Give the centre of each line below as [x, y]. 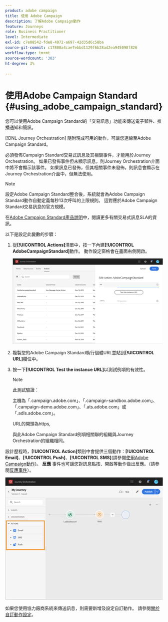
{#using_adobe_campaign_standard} [84, 107]
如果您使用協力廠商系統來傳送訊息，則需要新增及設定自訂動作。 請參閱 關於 [82, 608]
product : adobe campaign [31, 11]
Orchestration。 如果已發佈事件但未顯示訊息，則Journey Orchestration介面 [82, 161]
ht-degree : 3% [20, 63]
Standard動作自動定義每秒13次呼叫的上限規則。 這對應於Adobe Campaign [81, 200]
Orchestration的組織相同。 [40, 441]
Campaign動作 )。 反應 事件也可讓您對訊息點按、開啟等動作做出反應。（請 [80, 464]
